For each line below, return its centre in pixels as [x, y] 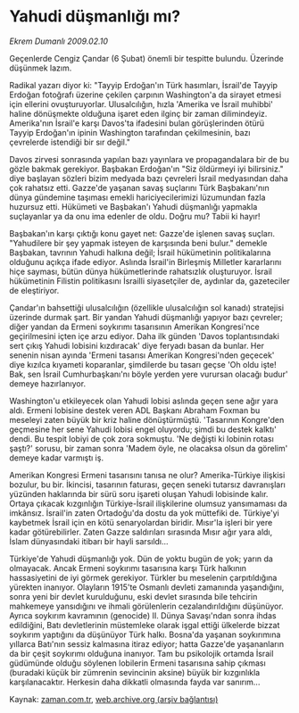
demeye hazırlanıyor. [48, 383]
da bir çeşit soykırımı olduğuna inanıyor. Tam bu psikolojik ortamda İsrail [141, 653]
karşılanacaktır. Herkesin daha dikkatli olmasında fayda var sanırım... [135, 682]
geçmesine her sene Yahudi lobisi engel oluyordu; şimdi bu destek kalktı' [143, 429]
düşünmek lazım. [41, 68]
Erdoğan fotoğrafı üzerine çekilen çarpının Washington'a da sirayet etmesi [145, 95]
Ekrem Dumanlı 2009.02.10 [59, 41]
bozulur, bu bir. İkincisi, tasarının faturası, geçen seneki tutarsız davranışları [147, 485]
